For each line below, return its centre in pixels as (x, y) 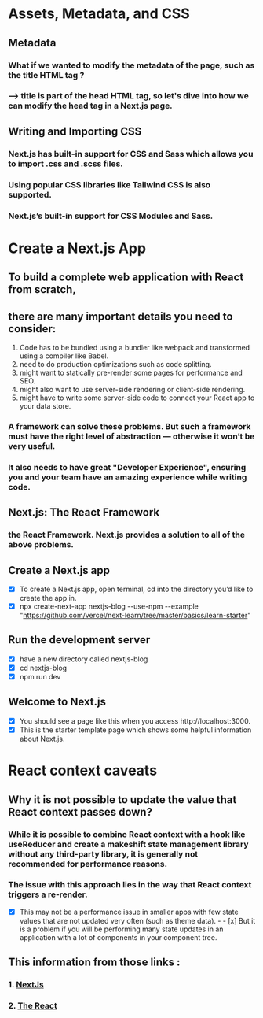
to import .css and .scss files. (66, 164)
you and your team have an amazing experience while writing (128, 477)
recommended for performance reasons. (88, 864)
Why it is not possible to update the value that (122, 800)
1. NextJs (26, 985)
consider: (32, 329)
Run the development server (79, 640)
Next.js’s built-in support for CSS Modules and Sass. (111, 216)
